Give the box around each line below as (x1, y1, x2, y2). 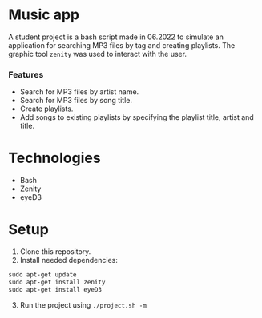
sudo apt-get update (8, 271, 78, 279)
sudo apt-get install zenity (8, 278, 106, 286)
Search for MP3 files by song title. (19, 96, 133, 105)
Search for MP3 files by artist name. (19, 87, 139, 97)
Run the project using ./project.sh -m (19, 300, 147, 309)
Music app (8, 6, 80, 24)
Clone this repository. (19, 247, 91, 256)
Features (8, 69, 44, 80)
